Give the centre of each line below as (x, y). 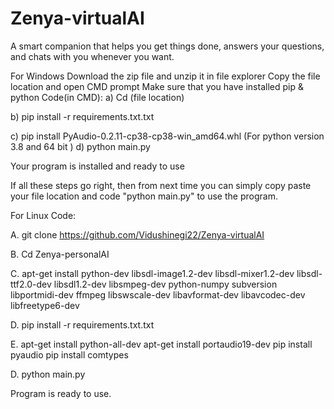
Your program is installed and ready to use (97, 166)
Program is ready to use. (61, 393)
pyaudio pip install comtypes (69, 354)
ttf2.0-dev (31, 284)
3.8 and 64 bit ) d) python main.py (80, 146)
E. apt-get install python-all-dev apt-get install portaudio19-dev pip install (161, 344)
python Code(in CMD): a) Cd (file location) (97, 97)
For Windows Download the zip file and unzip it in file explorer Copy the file (165, 76)
